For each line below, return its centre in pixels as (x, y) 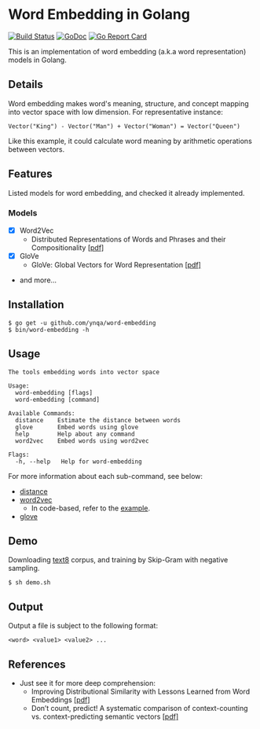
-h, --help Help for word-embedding (79, 462)
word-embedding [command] (58, 399)
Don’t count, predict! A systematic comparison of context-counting (140, 709)
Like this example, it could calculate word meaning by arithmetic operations (130, 141)
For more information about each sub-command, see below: (105, 476)
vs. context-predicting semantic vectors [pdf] (105, 716)
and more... (38, 280)
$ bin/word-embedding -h (49, 330)
